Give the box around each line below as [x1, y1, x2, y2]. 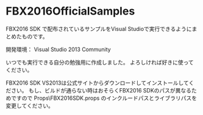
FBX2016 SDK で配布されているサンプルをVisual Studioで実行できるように [5, 25, 193, 32]
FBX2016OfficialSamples [5, 4, 135, 18]
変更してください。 [5, 102, 54, 109]
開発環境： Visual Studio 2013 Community [5, 46, 111, 53]
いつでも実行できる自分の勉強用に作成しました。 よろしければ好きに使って [5, 58, 194, 66]
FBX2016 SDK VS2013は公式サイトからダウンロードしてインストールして [5, 79, 189, 86]
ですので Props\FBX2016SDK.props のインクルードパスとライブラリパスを [10, 94, 198, 102]
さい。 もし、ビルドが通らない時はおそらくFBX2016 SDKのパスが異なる [10, 86, 192, 94]
